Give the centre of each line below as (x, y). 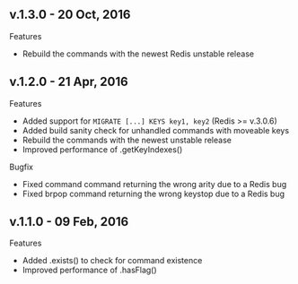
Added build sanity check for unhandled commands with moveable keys (156, 130)
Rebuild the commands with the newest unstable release (127, 140)
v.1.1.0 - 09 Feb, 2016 (69, 222)
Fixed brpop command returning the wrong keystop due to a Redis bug (153, 194)
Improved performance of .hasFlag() (89, 270)
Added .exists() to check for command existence (112, 261)
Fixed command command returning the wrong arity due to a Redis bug (154, 184)
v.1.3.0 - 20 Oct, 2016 (70, 15)
